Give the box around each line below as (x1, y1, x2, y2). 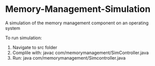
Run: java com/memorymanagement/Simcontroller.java (12, 55, 126, 61)
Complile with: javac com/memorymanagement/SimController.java (12, 50, 149, 56)
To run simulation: (5, 35, 42, 41)
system (5, 25, 20, 31)
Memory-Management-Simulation (5, 3, 151, 15)
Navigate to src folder (12, 44, 57, 50)
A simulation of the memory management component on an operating (5, 20, 149, 26)
